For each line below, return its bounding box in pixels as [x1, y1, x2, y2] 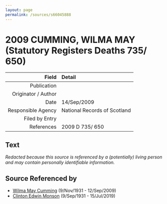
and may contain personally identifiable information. [5, 159, 115, 166]
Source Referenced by [5, 174, 77, 183]
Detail [61, 74, 76, 81]
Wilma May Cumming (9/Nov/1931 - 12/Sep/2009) [12, 188, 116, 194]
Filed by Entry [23, 115, 57, 122]
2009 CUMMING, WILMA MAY [5, 34, 136, 46]
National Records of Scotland [61, 107, 131, 114]
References [29, 124, 57, 131]
